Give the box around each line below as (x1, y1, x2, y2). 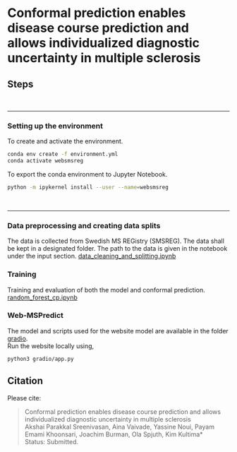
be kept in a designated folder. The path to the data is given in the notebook (7, 244, 228, 253)
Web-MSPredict (7, 311, 63, 321)
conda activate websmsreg (7, 157, 83, 165)
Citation (7, 375, 44, 387)
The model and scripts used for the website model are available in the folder (7, 326, 229, 335)
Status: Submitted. (24, 437, 79, 446)
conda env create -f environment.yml (7, 150, 119, 158)
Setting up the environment (7, 121, 104, 131)
